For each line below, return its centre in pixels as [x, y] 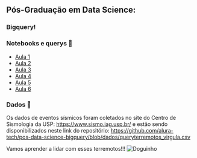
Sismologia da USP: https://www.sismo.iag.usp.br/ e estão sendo [87, 124]
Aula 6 [23, 89]
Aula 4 [23, 76]
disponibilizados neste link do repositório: [58, 130]
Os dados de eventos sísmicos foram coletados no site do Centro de [91, 117]
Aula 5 [23, 82]
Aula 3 [23, 70]
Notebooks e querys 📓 [39, 44]
